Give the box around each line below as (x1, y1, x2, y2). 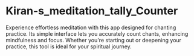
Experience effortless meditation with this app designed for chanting (5, 24, 176, 31)
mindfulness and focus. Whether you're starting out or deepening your (5, 36, 182, 43)
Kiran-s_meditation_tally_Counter (5, 4, 178, 18)
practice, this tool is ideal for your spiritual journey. (5, 43, 132, 50)
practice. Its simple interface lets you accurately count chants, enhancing (5, 30, 189, 37)
